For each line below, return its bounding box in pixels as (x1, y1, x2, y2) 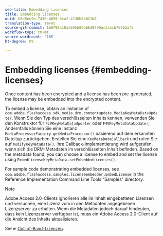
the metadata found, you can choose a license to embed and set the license (5, 151, 157, 157)
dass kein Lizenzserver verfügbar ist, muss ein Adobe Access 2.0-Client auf (5, 211, 158, 216)
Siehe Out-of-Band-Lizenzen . (5, 225, 64, 231)
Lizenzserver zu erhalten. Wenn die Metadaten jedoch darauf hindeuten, (5, 206, 151, 212)
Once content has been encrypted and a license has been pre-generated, (5, 91, 153, 97)
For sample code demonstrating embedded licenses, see (5, 166, 119, 172)
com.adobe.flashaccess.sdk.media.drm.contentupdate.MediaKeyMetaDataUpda (5, 110, 158, 115)
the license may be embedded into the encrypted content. (5, 96, 122, 102)
